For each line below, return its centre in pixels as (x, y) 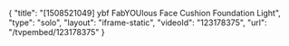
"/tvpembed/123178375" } (57, 32)
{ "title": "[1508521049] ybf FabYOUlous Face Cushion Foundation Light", (145, 13)
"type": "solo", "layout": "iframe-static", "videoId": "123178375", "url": (138, 23)
